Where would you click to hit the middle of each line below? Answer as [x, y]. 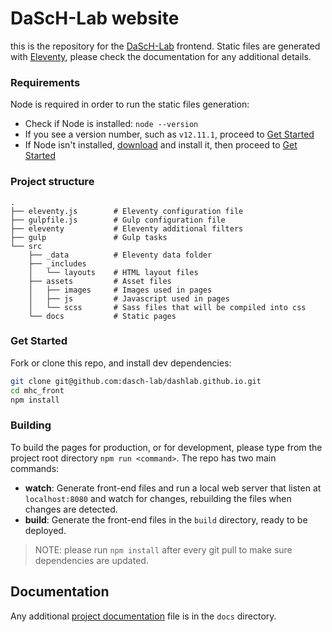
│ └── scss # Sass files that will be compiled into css [167, 307]
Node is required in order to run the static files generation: [130, 104]
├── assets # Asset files [100, 281]
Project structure [52, 182]
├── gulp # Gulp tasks [89, 237]
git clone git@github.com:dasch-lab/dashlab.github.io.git [136, 381]
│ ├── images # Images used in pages [120, 290]
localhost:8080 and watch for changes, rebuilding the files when [158, 498]
